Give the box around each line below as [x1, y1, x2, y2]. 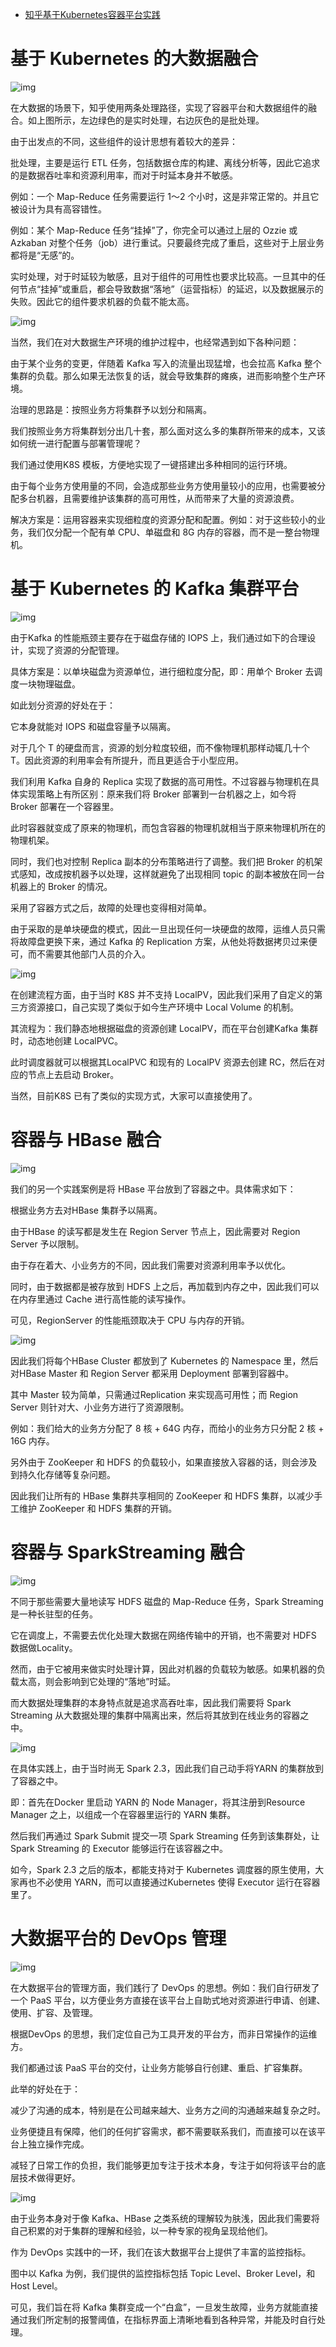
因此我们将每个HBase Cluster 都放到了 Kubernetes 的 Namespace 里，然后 [10, 1354, 319, 1367]
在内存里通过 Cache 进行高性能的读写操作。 [10, 1293, 192, 1305]
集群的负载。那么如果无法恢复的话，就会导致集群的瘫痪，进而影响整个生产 [10, 369, 317, 382]
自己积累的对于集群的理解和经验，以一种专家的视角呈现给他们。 [10, 2224, 273, 2237]
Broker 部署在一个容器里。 [10, 800, 120, 812]
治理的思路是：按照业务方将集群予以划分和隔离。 [10, 403, 212, 415]
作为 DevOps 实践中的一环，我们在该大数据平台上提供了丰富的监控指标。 [10, 2246, 312, 2258]
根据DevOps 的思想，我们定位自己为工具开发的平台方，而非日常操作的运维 [10, 2028, 318, 2040]
